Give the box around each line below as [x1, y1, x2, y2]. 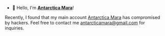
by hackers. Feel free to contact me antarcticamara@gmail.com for [5, 20, 146, 25]
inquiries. [5, 25, 24, 31]
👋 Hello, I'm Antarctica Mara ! [12, 5, 74, 10]
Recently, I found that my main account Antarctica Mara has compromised [5, 14, 160, 20]
